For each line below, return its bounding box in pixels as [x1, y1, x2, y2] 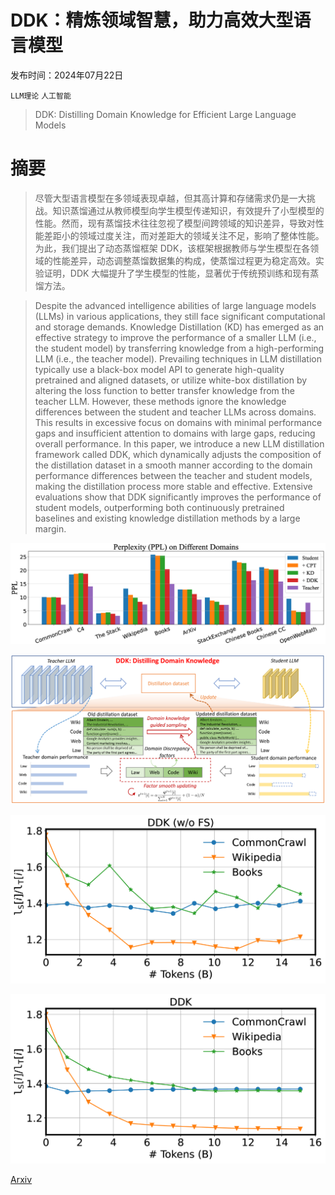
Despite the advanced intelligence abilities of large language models [34, 299, 317, 311]
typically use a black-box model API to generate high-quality [34, 363, 285, 375]
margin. [34, 522, 67, 535]
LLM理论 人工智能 [10, 91, 72, 101]
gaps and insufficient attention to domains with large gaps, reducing [34, 427, 316, 439]
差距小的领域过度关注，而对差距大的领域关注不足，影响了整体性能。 [43, 229, 325, 241]
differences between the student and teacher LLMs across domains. [34, 406, 317, 418]
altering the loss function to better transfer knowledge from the [34, 384, 295, 396]
